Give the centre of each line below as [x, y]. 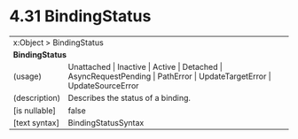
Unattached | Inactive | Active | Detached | [145, 67]
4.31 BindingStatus [80, 16]
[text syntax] [36, 122]
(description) [37, 98]
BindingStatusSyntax [106, 122]
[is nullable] [34, 110]
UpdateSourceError [103, 86]
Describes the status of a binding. [129, 98]
